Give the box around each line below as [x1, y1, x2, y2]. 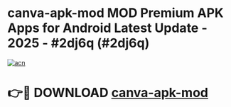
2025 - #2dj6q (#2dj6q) [7, 35, 150, 51]
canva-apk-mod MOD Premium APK [7, 5, 224, 21]
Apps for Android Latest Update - [7, 20, 208, 36]
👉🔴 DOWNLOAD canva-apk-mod [7, 85, 208, 101]
